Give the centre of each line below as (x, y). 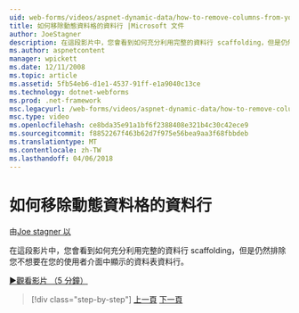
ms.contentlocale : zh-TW (55, 150)
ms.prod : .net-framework (55, 100)
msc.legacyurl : (37, 109)
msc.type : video (39, 117)
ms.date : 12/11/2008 (48, 68)
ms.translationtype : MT (53, 142)
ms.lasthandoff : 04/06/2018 (61, 158)
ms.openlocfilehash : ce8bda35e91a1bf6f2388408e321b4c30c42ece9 (129, 126)
